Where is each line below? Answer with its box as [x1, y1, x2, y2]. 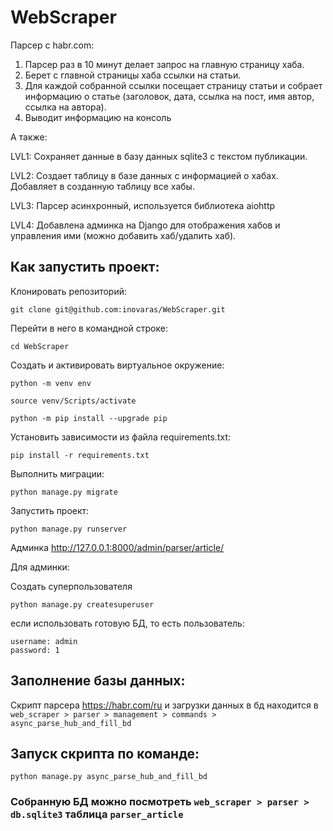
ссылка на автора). [24, 101, 107, 113]
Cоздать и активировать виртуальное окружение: [10, 359, 225, 371]
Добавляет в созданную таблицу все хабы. [10, 180, 195, 192]
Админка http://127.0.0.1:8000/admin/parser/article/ [10, 541, 225, 553]
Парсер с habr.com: [10, 39, 95, 51]
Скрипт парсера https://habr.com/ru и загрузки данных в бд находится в [10, 699, 319, 711]
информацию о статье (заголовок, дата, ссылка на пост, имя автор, [24, 90, 315, 102]
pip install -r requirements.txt [10, 450, 150, 460]
